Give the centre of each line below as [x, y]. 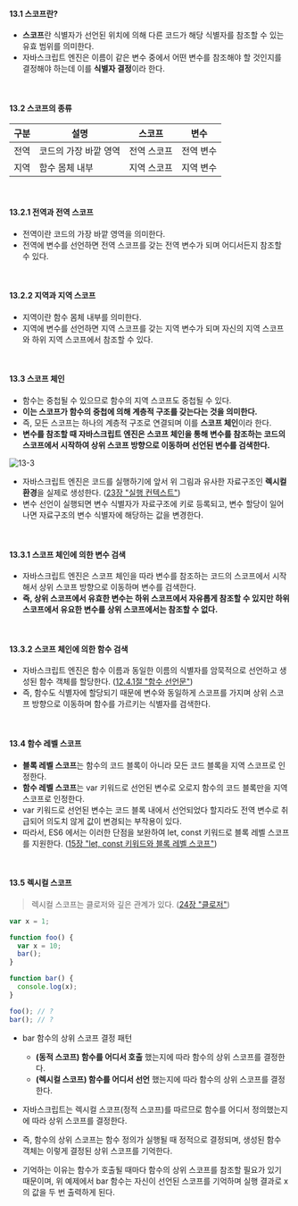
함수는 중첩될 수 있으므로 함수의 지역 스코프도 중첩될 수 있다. [127, 401]
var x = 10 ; [40, 946]
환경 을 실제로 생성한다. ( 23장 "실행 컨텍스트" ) [101, 493]
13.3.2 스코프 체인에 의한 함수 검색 [69, 649]
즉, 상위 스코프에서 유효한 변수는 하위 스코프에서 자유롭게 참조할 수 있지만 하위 [156, 598]
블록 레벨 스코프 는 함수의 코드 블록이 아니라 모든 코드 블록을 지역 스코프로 [149, 765]
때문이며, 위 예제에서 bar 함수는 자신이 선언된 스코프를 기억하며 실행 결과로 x [155, 1181]
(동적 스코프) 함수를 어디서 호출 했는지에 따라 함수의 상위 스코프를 [148, 1057]
